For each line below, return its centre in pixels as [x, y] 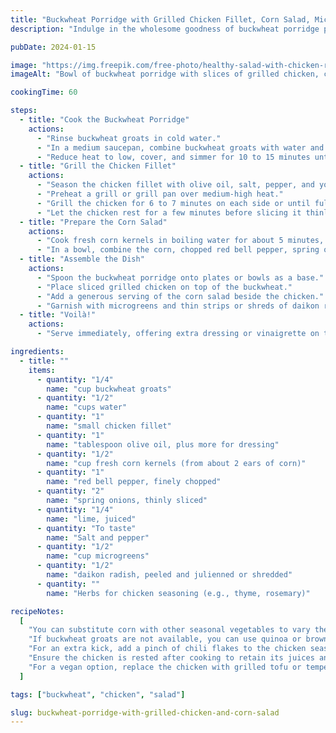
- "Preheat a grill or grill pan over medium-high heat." [160, 194]
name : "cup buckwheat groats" [109, 389]
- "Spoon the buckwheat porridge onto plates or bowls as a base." [180, 277]
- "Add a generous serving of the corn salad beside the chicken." [180, 296]
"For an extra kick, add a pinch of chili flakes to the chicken [167, 649]
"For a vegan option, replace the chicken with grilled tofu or [165, 667]
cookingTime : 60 [44, 92]
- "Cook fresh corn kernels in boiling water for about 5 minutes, [180, 241]
